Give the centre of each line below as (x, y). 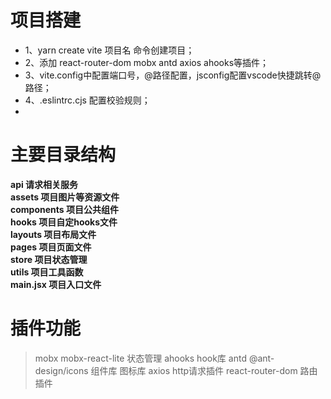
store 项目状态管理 (49, 259)
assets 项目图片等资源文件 (65, 197)
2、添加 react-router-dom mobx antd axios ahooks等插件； (147, 62)
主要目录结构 (63, 155)
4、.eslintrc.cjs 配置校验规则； (87, 100)
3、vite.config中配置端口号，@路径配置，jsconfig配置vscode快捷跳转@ (173, 75)
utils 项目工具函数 (47, 272)
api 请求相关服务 (44, 184)
